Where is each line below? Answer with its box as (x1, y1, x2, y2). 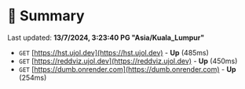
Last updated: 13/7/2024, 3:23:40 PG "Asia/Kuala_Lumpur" (7, 33, 205, 42)
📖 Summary (7, 7, 85, 25)
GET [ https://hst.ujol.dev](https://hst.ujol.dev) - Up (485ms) (18, 48, 210, 57)
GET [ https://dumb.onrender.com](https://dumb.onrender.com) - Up (18, 64, 236, 73)
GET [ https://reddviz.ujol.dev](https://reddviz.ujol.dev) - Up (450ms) (18, 56, 238, 66)
